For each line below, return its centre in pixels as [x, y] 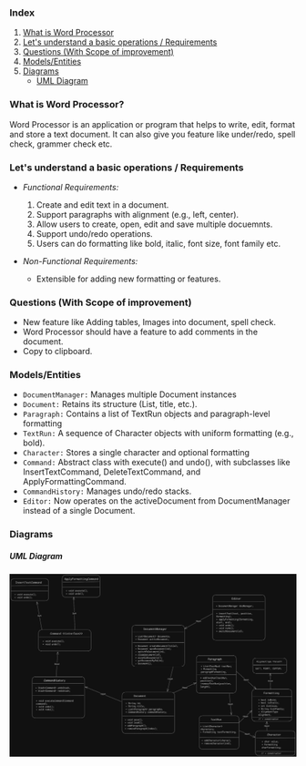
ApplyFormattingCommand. [75, 482]
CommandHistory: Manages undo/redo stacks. [107, 491]
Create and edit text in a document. [102, 204]
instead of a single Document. [79, 511]
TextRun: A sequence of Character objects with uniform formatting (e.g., [158, 434]
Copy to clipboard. [57, 352]
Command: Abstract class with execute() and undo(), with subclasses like [156, 463]
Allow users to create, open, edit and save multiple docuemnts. [154, 224]
